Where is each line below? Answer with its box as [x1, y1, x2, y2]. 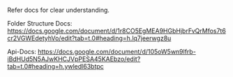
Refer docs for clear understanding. [7, 6, 110, 14]
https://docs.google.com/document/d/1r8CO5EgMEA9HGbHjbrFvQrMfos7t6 [7, 27, 227, 35]
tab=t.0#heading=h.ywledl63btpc [7, 62, 105, 70]
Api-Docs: [7, 48, 36, 55]
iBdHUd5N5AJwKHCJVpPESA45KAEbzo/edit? [7, 55, 141, 63]
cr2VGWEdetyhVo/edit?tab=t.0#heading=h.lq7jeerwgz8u [7, 34, 172, 42]
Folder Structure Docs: [7, 19, 73, 27]
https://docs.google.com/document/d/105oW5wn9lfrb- [37, 48, 197, 55]
